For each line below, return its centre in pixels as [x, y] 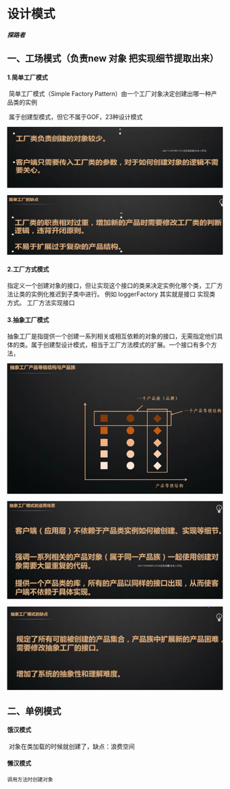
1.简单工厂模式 [27, 77]
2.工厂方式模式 [28, 269]
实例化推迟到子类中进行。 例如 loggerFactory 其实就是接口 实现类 [123, 294]
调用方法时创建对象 [30, 779]
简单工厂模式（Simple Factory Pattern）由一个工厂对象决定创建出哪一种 [110, 94]
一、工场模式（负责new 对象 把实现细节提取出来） [113, 59]
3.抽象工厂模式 [28, 319]
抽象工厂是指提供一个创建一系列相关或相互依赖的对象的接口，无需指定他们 [112, 336]
